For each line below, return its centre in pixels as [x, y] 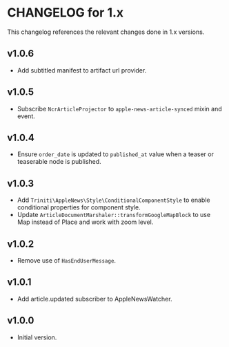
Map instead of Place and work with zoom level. [85, 222]
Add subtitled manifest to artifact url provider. [82, 70]
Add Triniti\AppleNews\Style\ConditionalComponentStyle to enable [113, 200]
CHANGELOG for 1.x [66, 13]
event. [26, 116]
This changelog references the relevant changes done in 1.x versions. [106, 32]
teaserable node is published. [59, 162]
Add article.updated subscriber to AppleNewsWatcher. [94, 299]
